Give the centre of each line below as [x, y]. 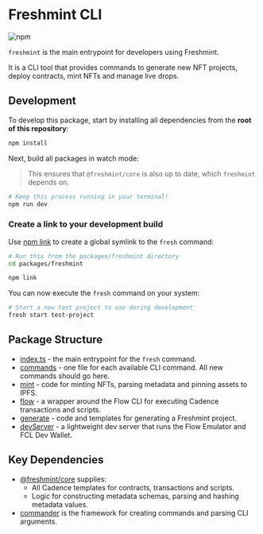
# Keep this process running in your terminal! [89, 196]
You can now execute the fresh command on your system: [104, 293]
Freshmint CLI [55, 15]
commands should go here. [64, 376]
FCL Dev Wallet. [46, 435]
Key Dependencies [56, 460]
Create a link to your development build [86, 224]
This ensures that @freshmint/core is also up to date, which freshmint [141, 173]
